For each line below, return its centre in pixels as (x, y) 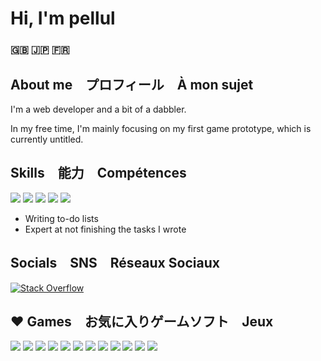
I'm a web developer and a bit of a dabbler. (98, 109)
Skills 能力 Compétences (98, 173)
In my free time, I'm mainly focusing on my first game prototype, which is (161, 128)
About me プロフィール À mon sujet (132, 84)
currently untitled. (47, 139)
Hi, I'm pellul (63, 18)
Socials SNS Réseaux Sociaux (115, 263)
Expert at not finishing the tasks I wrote (105, 229)
